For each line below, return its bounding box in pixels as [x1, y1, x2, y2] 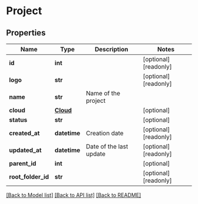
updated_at [9, 146, 42, 154]
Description [94, 46, 128, 53]
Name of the [85, 89, 121, 97]
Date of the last [85, 143, 128, 150]
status [9, 116, 28, 124]
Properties [6, 28, 46, 38]
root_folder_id [9, 173, 49, 181]
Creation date [85, 129, 124, 137]
